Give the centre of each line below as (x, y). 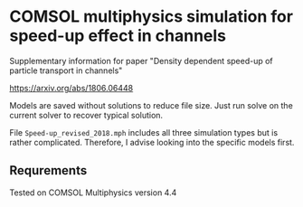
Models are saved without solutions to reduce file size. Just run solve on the (151, 105)
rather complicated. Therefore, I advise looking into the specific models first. (152, 142)
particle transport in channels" (66, 71)
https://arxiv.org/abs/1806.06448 (71, 88)
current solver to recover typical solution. (86, 115)
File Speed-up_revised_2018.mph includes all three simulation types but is (144, 132)
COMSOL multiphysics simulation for (151, 17)
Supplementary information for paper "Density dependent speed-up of (141, 61)
